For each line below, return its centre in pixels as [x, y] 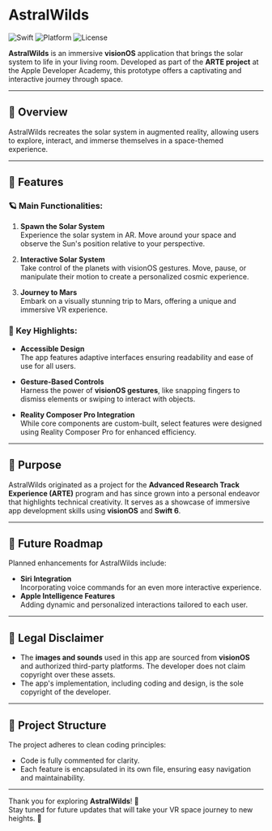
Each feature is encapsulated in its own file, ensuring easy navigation [135, 768]
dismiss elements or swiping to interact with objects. [108, 399]
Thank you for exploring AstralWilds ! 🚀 [74, 801]
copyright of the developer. [66, 692]
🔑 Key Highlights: [43, 331]
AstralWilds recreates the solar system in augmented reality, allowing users [134, 132]
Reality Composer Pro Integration [77, 414]
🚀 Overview [38, 113]
